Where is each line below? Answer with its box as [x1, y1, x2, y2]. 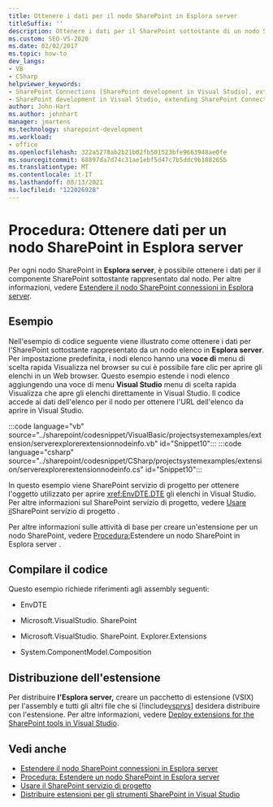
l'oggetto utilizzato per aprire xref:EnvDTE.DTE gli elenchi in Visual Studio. [8, 489, 257, 499]
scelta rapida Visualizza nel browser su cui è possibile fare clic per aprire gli [8, 362, 262, 372]
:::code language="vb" [8, 421, 84, 431]
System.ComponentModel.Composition [19, 648, 152, 657]
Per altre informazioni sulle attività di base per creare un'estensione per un [8, 521, 258, 531]
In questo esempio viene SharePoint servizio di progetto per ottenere [8, 480, 240, 490]
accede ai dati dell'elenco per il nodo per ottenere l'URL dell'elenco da [8, 396, 244, 407]
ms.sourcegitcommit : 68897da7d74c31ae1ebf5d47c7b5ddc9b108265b [8, 155, 227, 164]
